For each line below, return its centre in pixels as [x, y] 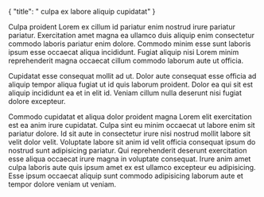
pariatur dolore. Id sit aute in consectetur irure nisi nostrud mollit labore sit [130, 133]
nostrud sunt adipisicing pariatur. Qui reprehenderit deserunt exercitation [128, 151]
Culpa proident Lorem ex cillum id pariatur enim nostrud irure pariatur [122, 27]
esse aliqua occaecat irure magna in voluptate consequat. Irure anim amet [130, 159]
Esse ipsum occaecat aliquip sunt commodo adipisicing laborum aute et [126, 176]
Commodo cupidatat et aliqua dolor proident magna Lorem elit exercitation [130, 117]
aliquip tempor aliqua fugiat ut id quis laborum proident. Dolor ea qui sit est [130, 84]
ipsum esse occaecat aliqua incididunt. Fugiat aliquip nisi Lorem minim [124, 52]
